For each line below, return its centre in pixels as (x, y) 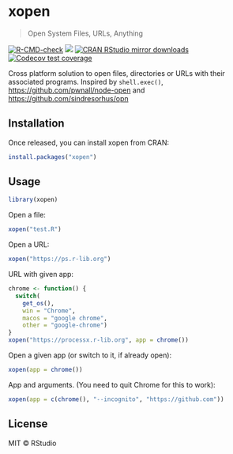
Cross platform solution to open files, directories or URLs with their (116, 73)
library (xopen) (33, 200)
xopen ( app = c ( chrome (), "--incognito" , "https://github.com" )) (116, 399)
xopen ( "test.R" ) (35, 229)
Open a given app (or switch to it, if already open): (90, 355)
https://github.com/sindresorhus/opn (68, 98)
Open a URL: (29, 244)
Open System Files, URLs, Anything (85, 33)
